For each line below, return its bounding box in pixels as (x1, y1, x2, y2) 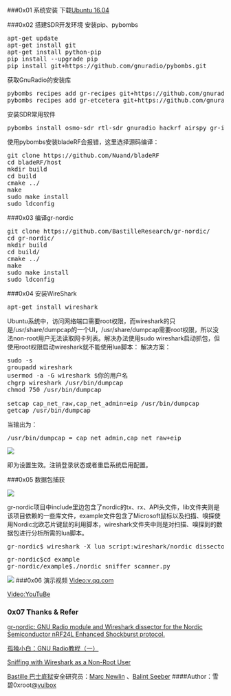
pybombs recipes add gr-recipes (7, 90, 116, 97)
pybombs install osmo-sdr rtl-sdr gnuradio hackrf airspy (7, 124, 207, 132)
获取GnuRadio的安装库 (7, 76, 71, 84)
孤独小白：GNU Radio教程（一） (7, 644, 99, 653)
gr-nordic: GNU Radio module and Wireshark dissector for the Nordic (7, 623, 203, 631)
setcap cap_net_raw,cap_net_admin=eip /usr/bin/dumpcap (7, 400, 199, 407)
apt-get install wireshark (7, 303, 98, 311)
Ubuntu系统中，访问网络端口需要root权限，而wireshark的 (7, 317, 170, 325)
